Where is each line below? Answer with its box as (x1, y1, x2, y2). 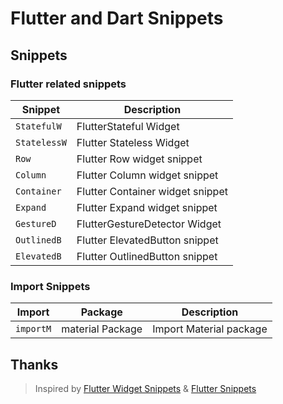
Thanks (10, 356, 59, 373)
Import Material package (152, 322, 268, 336)
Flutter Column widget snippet (76, 168, 219, 182)
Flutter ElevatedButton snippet (76, 233, 219, 247)
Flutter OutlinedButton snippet (76, 249, 218, 263)
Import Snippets (10, 279, 91, 293)
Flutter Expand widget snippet (76, 200, 218, 214)
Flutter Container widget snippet (76, 184, 228, 198)
